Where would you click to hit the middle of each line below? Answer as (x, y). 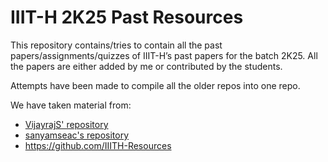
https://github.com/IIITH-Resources (98, 145)
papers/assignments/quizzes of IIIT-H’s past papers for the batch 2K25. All (164, 55)
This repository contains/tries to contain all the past (116, 45)
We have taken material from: (71, 105)
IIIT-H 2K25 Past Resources (127, 17)
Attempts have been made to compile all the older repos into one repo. (155, 85)
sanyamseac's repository (77, 135)
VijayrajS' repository (66, 124)
